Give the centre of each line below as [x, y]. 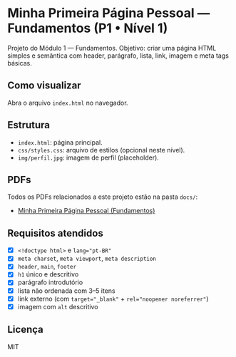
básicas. [20, 63]
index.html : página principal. [60, 142]
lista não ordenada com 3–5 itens [66, 291]
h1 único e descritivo [48, 274]
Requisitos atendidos [55, 233]
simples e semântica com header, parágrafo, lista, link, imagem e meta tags [118, 56]
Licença [26, 330]
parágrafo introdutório [50, 282]
